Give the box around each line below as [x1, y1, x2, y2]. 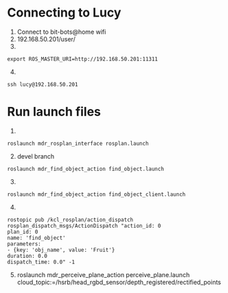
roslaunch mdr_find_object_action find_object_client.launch [7, 191, 186, 198]
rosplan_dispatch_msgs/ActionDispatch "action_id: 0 [7, 222, 161, 229]
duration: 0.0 [7, 252, 48, 259]
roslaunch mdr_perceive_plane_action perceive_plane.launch [16, 270, 190, 279]
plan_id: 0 [7, 228, 38, 235]
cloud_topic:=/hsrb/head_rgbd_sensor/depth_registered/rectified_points [16, 278, 222, 286]
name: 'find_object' [7, 234, 67, 241]
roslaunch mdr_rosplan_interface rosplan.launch [7, 140, 149, 147]
